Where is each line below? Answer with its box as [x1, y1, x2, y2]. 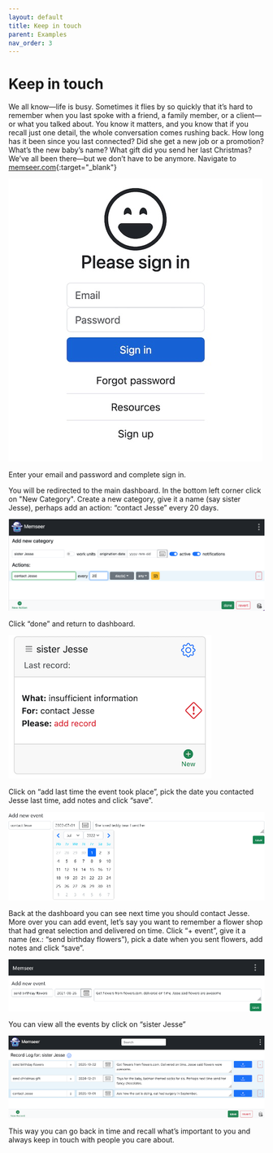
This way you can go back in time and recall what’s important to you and [8, 1126, 251, 1136]
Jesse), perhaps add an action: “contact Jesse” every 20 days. [8, 503, 219, 513]
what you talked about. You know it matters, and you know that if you [17, 119, 249, 129]
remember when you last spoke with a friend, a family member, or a [8, 111, 235, 121]
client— [236, 111, 262, 121]
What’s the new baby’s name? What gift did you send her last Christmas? [8, 145, 252, 155]
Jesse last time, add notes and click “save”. [8, 796, 154, 805]
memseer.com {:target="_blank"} [8, 163, 118, 173]
